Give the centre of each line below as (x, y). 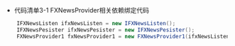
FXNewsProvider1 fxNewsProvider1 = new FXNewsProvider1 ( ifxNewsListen (123, 36)
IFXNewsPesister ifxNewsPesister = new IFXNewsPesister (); (106, 30)
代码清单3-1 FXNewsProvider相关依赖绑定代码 (81, 10)
